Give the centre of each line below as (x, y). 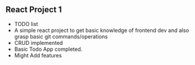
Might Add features (38, 55)
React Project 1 (34, 10)
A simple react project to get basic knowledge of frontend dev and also (101, 30)
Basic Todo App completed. (48, 49)
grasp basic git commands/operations (61, 36)
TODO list (26, 24)
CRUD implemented (38, 43)
